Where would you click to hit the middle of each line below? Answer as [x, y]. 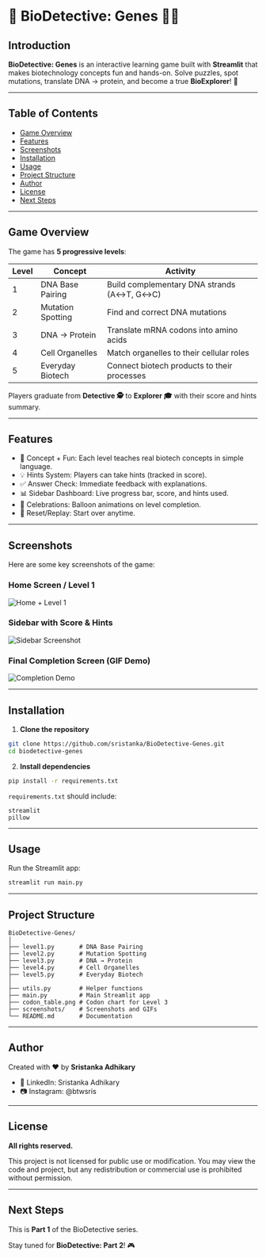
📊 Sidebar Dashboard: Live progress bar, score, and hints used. [124, 494]
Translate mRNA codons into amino [172, 330]
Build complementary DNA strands [171, 284]
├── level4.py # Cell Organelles [74, 968]
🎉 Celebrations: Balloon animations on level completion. [110, 505]
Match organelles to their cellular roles [178, 353]
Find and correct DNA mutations [167, 312]
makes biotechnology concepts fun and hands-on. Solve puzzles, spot [123, 73]
